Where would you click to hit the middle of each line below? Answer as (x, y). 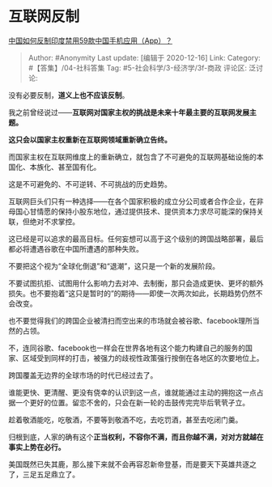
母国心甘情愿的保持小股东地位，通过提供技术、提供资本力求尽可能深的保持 (132, 211)
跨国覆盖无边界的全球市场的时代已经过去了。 (83, 375)
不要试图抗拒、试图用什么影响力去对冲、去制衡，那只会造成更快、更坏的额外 (136, 283)
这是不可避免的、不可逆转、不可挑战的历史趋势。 (90, 184)
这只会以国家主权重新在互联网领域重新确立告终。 (90, 139)
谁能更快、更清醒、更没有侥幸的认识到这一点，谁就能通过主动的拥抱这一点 (132, 392)
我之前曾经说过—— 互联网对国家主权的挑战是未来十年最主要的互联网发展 (129, 112)
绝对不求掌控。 (54, 221)
